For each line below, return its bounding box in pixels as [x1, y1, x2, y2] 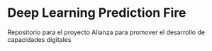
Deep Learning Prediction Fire [7, 5, 186, 21]
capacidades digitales [7, 35, 72, 43]
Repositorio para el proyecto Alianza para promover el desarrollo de [7, 28, 206, 36]
